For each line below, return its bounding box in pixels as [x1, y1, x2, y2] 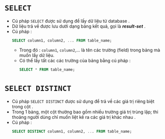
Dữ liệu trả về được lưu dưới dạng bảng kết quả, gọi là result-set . [11, 23, 146, 29]
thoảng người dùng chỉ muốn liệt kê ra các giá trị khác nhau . [11, 114, 136, 120]
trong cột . [11, 103, 33, 109]
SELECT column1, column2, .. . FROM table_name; [11, 38, 112, 43]
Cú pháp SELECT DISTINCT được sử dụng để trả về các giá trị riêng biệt [11, 98, 155, 104]
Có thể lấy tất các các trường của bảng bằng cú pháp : [19, 57, 131, 63]
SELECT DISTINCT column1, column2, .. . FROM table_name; [11, 129, 132, 134]
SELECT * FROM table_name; [19, 67, 75, 72]
